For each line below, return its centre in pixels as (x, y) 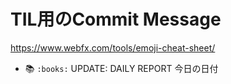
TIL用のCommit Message (116, 19)
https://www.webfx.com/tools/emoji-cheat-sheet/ (113, 47)
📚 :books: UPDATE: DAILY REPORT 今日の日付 (121, 68)
